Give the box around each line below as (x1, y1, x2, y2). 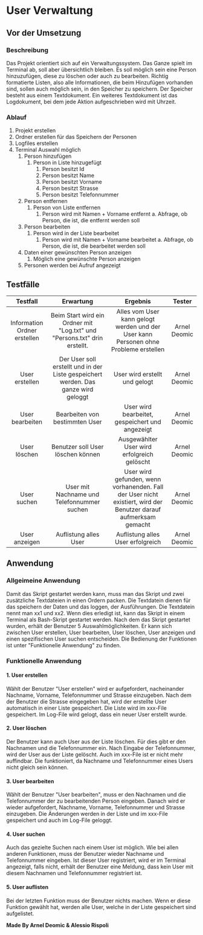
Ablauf (6, 113, 27, 121)
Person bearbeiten (24, 223, 71, 230)
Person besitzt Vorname (42, 178, 103, 186)
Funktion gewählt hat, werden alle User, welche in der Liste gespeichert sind (6, 903, 196, 910)
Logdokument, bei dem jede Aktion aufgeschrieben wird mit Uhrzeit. (6, 98, 176, 105)
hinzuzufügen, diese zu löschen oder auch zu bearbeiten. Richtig (6, 72, 169, 79)
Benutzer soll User (51, 442, 104, 451)
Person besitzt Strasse (42, 185, 98, 192)
